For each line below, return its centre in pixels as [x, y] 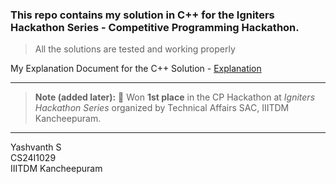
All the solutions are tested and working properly [135, 49]
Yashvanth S [36, 147]
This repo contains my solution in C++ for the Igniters [142, 15]
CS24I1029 [33, 158]
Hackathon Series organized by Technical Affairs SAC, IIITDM [162, 108]
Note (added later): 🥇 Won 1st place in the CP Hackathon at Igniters [175, 97]
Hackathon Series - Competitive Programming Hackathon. [155, 27]
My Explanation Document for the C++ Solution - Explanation [136, 69]
